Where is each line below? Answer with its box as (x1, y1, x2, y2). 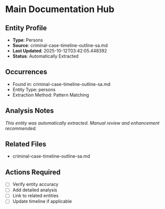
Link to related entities (12, 193, 59, 199)
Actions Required (5, 168, 61, 176)
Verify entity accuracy (12, 181, 59, 187)
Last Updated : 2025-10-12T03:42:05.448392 (12, 48, 107, 54)
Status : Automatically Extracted (12, 53, 79, 59)
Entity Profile (5, 24, 47, 32)
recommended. (5, 125, 37, 131)
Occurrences (5, 68, 47, 76)
